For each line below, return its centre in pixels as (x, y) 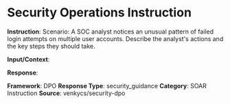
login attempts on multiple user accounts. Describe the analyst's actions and (115, 38)
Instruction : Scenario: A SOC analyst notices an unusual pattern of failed (111, 31)
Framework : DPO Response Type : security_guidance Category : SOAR (107, 86)
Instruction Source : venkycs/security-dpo (66, 93)
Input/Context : (28, 59)
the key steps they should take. (51, 46)
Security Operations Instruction (100, 13)
